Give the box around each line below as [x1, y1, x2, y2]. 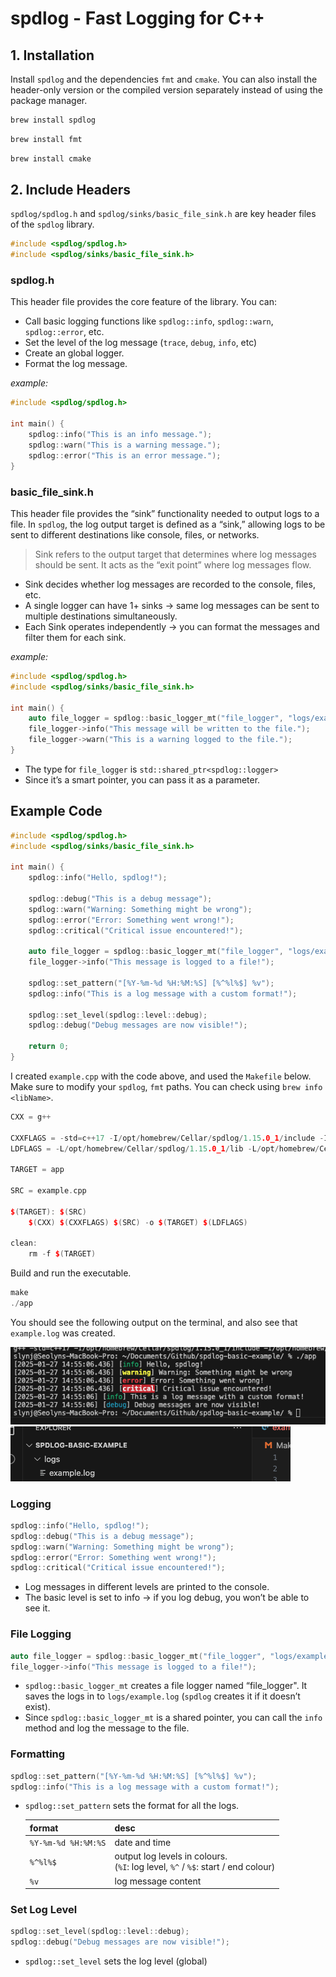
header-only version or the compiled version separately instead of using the [10, 84, 324, 96]
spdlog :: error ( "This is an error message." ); [28, 450, 222, 461]
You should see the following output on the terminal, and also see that [10, 1316, 298, 1328]
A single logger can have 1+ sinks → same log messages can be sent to [24, 599, 320, 611]
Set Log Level [10, 1903, 78, 1917]
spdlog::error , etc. [24, 326, 105, 338]
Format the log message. [24, 358, 128, 370]
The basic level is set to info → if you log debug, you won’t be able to [24, 1592, 310, 1604]
